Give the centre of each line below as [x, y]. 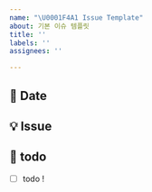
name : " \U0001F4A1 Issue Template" [76, 18]
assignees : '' [36, 51]
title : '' [28, 34]
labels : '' [30, 43]
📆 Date [28, 96]
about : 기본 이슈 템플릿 [50, 26]
